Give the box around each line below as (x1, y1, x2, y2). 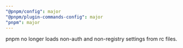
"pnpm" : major (5, 19, 41, 25)
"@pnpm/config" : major (5, 8, 61, 15)
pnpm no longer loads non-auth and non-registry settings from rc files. (5, 36, 178, 43)
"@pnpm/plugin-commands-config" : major (5, 14, 104, 20)
